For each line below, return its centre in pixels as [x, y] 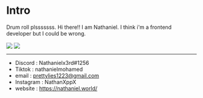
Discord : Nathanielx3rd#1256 [52, 63]
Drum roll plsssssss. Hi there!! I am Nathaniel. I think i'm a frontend [89, 27]
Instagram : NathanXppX [46, 82]
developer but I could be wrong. [46, 33]
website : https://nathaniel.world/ [56, 88]
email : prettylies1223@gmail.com [57, 76]
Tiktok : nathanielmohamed [49, 69]
